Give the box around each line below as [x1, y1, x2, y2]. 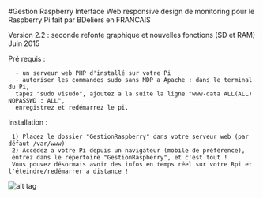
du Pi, [8, 83, 30, 91]
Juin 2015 [8, 39, 40, 48]
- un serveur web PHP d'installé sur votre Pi [15, 69, 171, 77]
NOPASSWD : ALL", [8, 97, 66, 105]
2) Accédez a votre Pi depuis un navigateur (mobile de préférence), [11, 147, 246, 155]
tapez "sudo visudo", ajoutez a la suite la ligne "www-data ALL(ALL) [15, 90, 253, 98]
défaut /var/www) [8, 140, 66, 148]
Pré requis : [8, 54, 46, 63]
